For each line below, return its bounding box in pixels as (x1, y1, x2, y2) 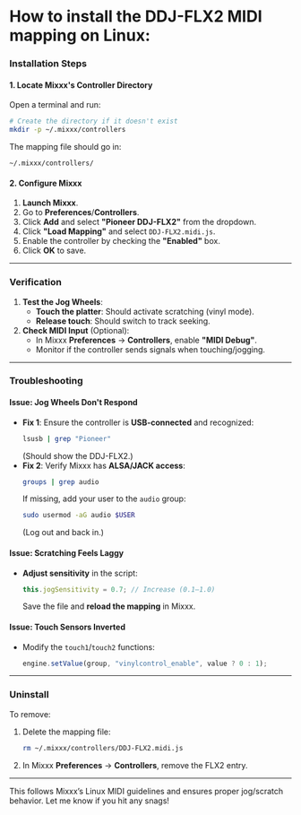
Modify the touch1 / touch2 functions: (21, 641, 155, 652)
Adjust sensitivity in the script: (21, 568, 138, 578)
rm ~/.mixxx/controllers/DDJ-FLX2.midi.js (21, 743, 184, 752)
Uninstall (9, 689, 49, 701)
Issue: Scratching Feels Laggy (9, 547, 124, 558)
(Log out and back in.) (21, 527, 105, 538)
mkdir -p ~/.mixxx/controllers (9, 126, 126, 134)
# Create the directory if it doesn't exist (9, 117, 178, 126)
